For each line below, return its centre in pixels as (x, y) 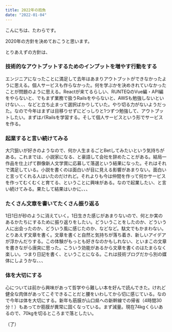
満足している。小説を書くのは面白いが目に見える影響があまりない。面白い (88, 170)
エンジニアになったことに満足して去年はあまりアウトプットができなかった (84, 79)
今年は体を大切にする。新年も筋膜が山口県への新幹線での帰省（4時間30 (86, 300)
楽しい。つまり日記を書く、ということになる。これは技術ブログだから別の (84, 254)
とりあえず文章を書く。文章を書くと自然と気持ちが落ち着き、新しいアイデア (86, 235)
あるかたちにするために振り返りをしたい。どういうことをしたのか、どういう (86, 222)
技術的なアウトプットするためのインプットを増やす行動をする (81, 66)
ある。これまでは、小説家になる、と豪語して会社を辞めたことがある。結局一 (86, 157)
